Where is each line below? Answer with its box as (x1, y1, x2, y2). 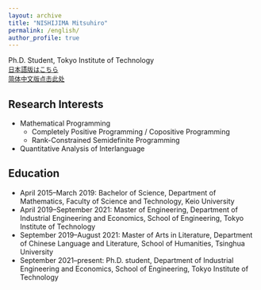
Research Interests (8, 97, 104, 111)
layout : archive (8, 11, 62, 20)
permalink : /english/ (8, 26, 80, 34)
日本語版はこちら (8, 65, 59, 74)
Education (8, 167, 60, 180)
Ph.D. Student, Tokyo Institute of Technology (8, 56, 155, 65)
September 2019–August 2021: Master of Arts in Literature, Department (19, 230, 253, 239)
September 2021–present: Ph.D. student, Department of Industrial (19, 255, 234, 265)
